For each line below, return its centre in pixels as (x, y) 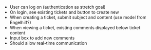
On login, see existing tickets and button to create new (64, 12)
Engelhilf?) (20, 22)
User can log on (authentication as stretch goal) (57, 7)
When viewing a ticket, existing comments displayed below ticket (75, 28)
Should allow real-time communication (48, 43)
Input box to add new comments (42, 38)
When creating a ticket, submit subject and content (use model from (78, 17)
